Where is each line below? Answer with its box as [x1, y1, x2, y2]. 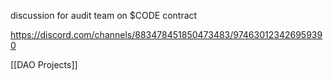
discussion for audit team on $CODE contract [10, 10, 198, 21]
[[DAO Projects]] [10, 59, 78, 70]
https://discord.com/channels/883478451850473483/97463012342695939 [10, 29, 323, 40]
